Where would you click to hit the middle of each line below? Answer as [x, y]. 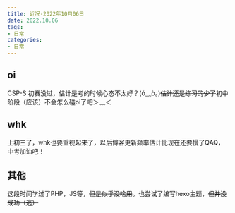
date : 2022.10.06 [33, 20]
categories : [25, 40]
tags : [15, 27]
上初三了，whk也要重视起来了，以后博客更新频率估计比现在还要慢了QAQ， [116, 142]
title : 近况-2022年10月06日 [46, 14]
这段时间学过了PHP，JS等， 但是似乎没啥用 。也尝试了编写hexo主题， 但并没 [117, 194]
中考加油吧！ [26, 151]
